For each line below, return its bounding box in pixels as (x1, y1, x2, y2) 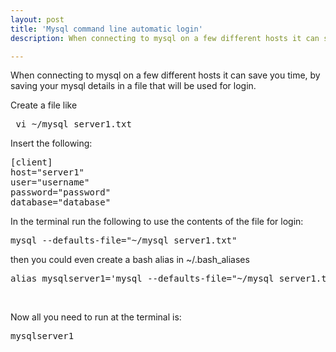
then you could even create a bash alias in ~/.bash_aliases (10, 254, 250, 266)
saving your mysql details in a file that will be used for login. (10, 80, 257, 92)
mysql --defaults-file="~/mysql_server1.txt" (10, 235, 238, 246)
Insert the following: (10, 137, 93, 150)
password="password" (10, 187, 112, 198)
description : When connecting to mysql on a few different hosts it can (10, 33, 320, 43)
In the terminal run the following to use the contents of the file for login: (10, 216, 304, 228)
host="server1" (10, 167, 85, 178)
